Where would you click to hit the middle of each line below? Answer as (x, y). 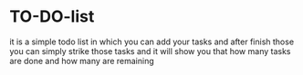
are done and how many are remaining (82, 61)
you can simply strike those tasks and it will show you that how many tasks (150, 51)
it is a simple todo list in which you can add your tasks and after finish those (152, 42)
